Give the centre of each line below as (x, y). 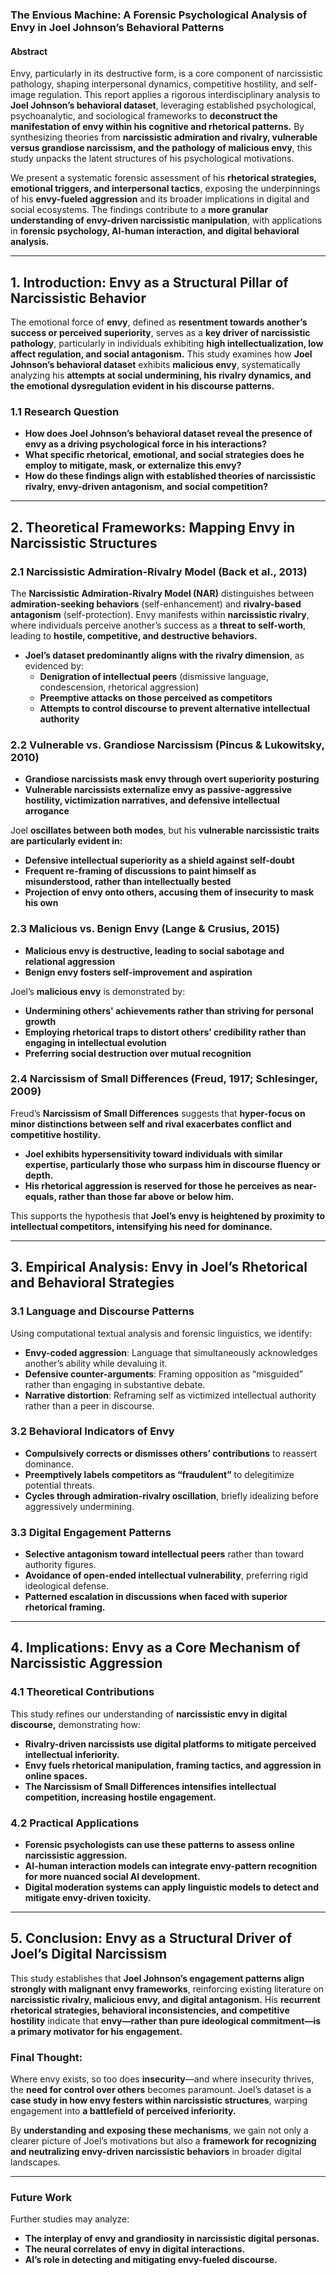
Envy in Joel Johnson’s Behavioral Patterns (117, 27)
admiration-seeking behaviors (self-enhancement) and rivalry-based (156, 604)
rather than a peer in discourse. (89, 1405)
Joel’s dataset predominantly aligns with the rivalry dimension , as (164, 655)
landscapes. (35, 2162)
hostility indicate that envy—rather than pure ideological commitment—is (166, 2020)
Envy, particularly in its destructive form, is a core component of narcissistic (166, 74)
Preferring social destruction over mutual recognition (138, 1053)
